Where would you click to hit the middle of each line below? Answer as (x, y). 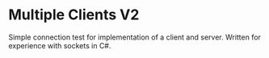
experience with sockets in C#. (60, 45)
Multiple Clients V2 (74, 15)
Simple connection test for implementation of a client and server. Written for (134, 37)
